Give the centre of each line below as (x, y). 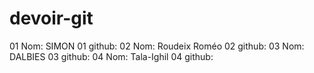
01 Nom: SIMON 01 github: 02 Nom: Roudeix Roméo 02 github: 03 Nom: (157, 46)
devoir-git (51, 18)
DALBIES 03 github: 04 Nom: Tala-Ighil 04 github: (111, 56)
